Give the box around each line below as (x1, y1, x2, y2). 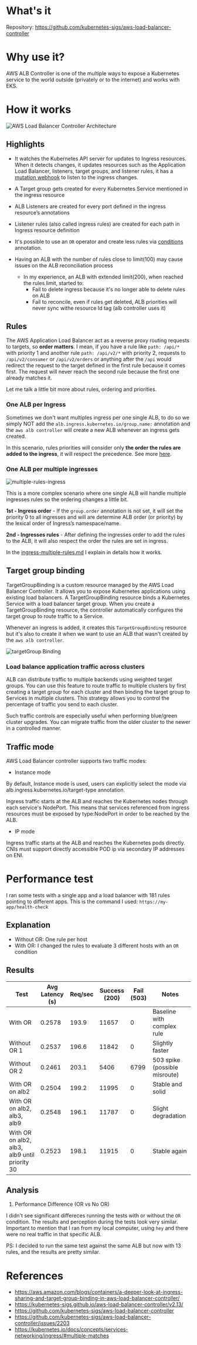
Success (99, 986, 124, 994)
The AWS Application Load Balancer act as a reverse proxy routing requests (6, 337, 189, 344)
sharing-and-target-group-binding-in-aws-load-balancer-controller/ (14, 1294, 180, 1302)
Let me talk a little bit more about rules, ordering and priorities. (6, 386, 157, 393)
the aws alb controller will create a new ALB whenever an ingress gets (6, 426, 180, 433)
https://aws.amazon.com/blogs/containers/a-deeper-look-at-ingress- (14, 1289, 184, 1296)
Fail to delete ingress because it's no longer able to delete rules (32, 286, 186, 293)
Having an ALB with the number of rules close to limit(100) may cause (14, 256, 184, 263)
